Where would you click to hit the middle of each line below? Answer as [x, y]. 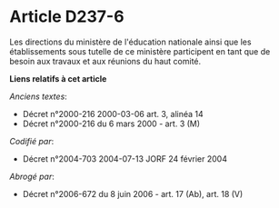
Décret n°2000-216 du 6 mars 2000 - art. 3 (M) [111, 124]
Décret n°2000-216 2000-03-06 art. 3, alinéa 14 [113, 114]
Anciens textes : [39, 96]
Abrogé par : [32, 176]
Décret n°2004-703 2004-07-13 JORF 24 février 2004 [125, 158]
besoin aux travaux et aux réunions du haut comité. [105, 61]
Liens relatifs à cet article [58, 78]
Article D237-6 [67, 17]
